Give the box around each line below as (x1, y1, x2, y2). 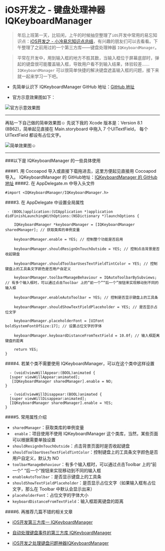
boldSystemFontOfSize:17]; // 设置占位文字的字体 (5, 323, 102, 329)
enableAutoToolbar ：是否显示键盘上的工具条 (12, 473, 102, 480)
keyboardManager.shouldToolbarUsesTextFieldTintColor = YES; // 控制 (14, 261, 158, 266)
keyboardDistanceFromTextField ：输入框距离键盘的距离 (12, 498, 124, 504)
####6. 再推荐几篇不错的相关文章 (5, 509, 73, 515)
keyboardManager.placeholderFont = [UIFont (14, 318, 105, 323)
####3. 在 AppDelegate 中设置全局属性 (5, 199, 84, 205)
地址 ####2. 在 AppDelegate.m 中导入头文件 (5, 180, 95, 186)
